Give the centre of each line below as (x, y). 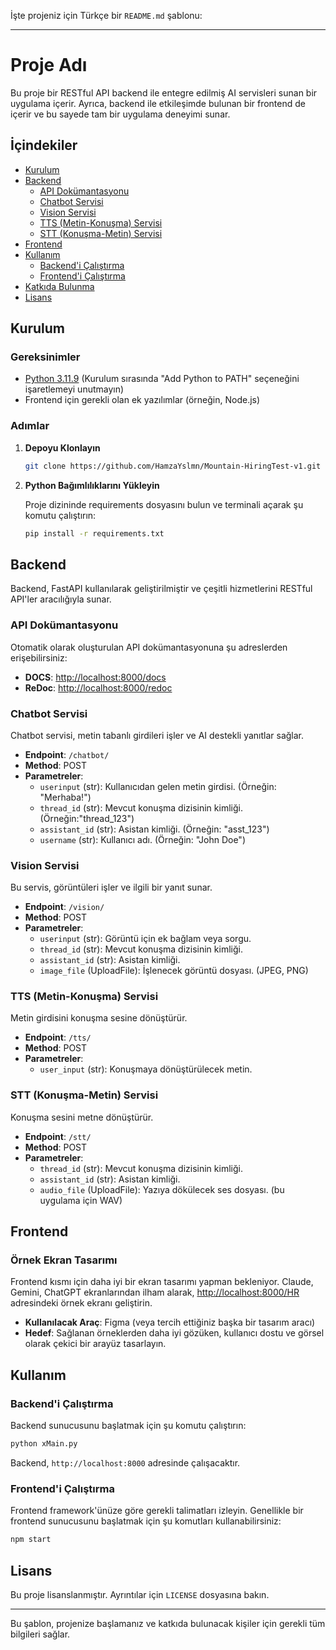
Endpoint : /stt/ (58, 1136)
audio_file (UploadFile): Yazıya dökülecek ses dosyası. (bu (162, 1189)
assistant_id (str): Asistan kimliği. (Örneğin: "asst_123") (154, 829)
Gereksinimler (45, 357)
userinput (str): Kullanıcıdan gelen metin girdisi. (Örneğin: (158, 786)
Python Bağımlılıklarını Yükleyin (92, 485)
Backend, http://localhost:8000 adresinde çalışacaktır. (125, 1463)
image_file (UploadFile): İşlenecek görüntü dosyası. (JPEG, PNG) (174, 971)
